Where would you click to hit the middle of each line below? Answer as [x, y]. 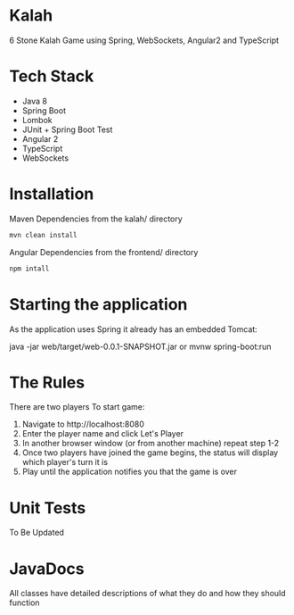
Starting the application [98, 304]
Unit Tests [48, 507]
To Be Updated [37, 533]
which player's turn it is [65, 462]
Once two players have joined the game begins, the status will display [150, 453]
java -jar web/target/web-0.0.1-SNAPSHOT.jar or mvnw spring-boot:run [140, 346]
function [24, 603]
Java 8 [34, 101]
